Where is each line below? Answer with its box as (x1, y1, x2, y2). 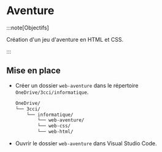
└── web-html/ (37, 129, 74, 135)
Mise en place (6, 66, 61, 76)
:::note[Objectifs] (6, 24, 49, 31)
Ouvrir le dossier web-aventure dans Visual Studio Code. (15, 140, 157, 147)
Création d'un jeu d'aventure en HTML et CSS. (6, 36, 124, 43)
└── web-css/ (37, 123, 71, 129)
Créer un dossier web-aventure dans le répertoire (15, 82, 139, 89)
